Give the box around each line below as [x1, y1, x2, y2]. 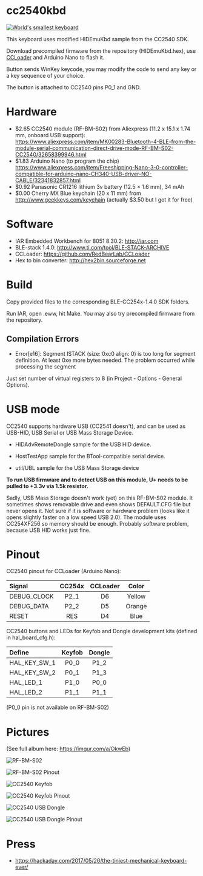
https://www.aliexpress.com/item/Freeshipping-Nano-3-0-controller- [15, 163, 188, 171]
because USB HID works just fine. [6, 526, 91, 534]
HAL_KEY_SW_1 [9, 659, 56, 667]
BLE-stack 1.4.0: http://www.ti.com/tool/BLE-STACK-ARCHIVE [15, 243, 170, 251]
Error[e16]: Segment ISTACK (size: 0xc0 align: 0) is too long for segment [15, 350, 196, 357]
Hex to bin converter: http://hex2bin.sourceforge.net [15, 256, 147, 264]
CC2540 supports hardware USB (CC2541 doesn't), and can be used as [6, 423, 186, 430]
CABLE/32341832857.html [15, 177, 81, 184]
